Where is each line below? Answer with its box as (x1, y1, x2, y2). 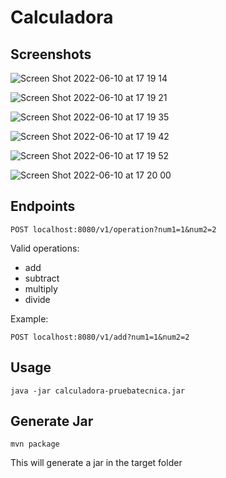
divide (24, 293, 51, 305)
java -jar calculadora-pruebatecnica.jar (10, 386, 186, 396)
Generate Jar (10, 413, 94, 430)
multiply (24, 282, 58, 295)
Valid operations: (10, 242, 80, 254)
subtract (24, 272, 60, 284)
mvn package (10, 439, 60, 450)
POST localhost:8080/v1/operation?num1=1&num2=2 (10, 224, 217, 235)
